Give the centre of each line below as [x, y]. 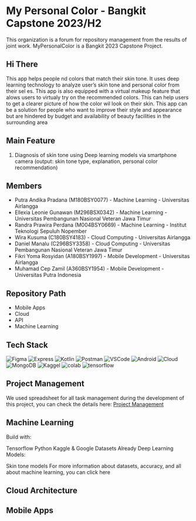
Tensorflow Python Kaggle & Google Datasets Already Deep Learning [90, 448]
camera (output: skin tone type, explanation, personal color [86, 161]
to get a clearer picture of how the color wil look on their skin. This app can [97, 103]
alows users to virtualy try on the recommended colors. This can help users [97, 97]
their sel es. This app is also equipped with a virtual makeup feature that [93, 91]
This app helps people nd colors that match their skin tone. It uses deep [93, 78]
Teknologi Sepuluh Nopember [50, 231]
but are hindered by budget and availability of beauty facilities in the [88, 116]
